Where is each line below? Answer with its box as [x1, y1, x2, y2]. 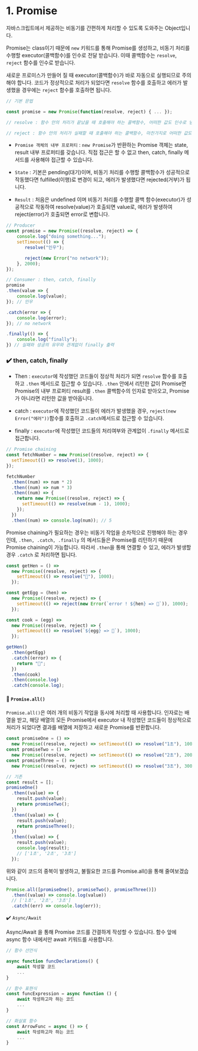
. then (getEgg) [11, 650, 46, 656]
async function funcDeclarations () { [6, 958, 99, 964]
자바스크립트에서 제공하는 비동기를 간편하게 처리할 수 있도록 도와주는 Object [6, 24, 181, 31]
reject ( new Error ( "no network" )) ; [24, 255, 110, 261]
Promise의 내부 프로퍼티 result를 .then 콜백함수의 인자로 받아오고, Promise [14, 388, 190, 395]
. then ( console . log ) [11, 677, 60, 683]
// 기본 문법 [6, 98, 34, 104]
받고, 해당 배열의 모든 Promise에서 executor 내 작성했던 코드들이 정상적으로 [16, 716, 192, 723]
